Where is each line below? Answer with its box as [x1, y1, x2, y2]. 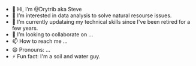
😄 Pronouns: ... [11, 46, 51, 53]
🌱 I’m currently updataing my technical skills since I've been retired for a [11, 18, 191, 25]
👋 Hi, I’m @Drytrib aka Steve [11, 6, 82, 12]
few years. [11, 24, 38, 32]
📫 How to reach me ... [11, 37, 68, 45]
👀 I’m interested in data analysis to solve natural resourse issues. [11, 12, 172, 19]
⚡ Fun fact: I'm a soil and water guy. [11, 53, 101, 59]
